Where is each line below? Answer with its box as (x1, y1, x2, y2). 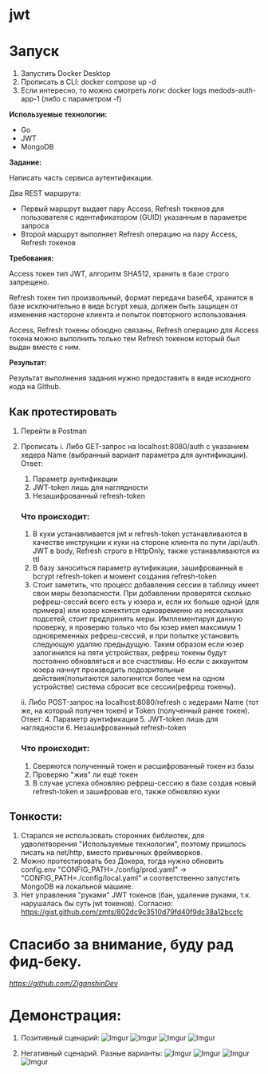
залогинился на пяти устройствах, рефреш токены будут (32, 648, 227, 658)
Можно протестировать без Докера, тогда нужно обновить (20, 857, 224, 866)
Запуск (9, 42, 60, 61)
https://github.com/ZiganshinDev (9, 979, 118, 988)
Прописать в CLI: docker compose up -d (20, 78, 156, 87)
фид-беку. (9, 953, 82, 970)
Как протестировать (9, 405, 118, 419)
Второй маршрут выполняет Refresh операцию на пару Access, (20, 229, 238, 239)
